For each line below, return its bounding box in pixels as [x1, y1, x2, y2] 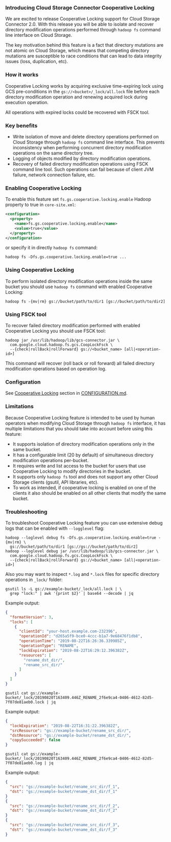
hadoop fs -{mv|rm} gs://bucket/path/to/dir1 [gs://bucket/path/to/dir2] [5, 299, 166, 304]
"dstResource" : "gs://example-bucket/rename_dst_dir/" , [10, 733, 131, 738]
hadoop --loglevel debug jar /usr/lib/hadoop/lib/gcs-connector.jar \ [5, 548, 159, 554]
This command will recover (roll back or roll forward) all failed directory [5, 360, 155, 367]
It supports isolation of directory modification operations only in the [12, 440, 155, 447]
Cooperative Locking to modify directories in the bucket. [12, 468, 132, 474]
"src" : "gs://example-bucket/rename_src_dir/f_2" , [10, 803, 120, 809]
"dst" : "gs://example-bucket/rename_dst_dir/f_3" [10, 827, 117, 832]
